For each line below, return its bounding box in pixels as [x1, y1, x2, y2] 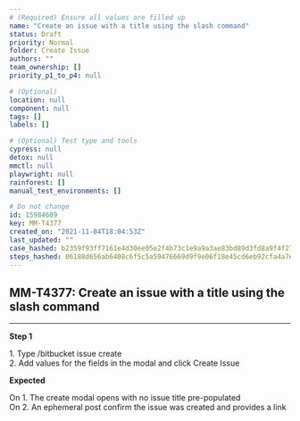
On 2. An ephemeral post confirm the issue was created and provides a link [9, 402, 287, 413]
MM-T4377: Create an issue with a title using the [9, 285, 286, 300]
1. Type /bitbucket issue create [9, 349, 122, 359]
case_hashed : [9, 244, 58, 252]
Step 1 [9, 331, 33, 342]
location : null [9, 95, 66, 104]
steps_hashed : [9, 252, 62, 261]
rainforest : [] [9, 177, 66, 187]
